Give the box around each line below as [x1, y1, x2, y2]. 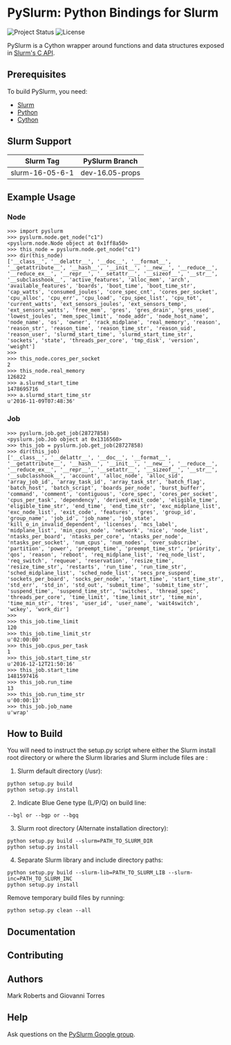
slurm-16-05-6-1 [10, 168, 74, 178]
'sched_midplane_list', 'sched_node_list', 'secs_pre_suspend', [7, 569, 196, 577]
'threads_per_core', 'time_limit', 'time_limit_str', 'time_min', [7, 593, 203, 601]
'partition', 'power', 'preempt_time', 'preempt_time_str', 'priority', [7, 545, 221, 552]
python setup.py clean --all [7, 907, 91, 914]
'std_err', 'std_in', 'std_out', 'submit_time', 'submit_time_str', [7, 581, 209, 588]
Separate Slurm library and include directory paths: [17, 856, 164, 865]
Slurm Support [7, 135, 72, 147]
